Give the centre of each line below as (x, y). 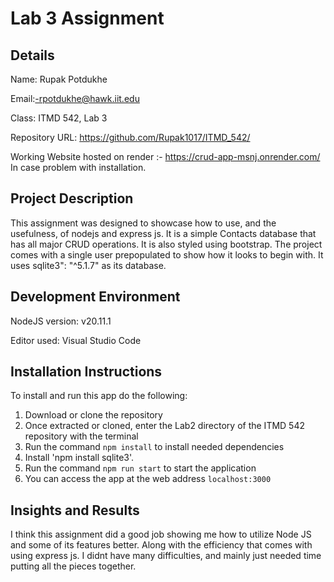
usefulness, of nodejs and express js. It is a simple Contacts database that (163, 233)
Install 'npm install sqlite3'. (79, 458)
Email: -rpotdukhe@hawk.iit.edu (75, 98)
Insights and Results (75, 510)
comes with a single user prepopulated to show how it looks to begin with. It (167, 254)
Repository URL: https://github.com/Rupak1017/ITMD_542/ (130, 137)
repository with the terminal (81, 436)
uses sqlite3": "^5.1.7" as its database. (88, 265)
